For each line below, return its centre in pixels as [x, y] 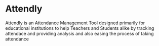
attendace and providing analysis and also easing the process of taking [79, 33]
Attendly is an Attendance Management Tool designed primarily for [75, 23]
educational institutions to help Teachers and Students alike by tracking [80, 28]
